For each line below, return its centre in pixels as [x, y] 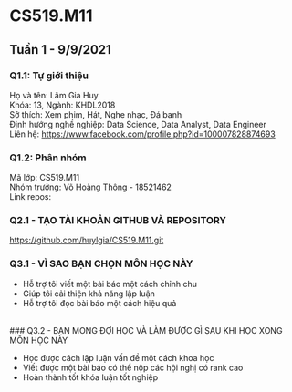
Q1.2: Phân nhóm [48, 158]
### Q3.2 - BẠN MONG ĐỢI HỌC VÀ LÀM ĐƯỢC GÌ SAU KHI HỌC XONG [146, 330]
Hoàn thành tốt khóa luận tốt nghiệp [90, 377]
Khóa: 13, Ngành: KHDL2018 [63, 105]
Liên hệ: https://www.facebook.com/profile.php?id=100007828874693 [142, 134]
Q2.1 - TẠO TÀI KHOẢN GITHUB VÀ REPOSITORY [118, 221]
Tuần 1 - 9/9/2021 [60, 50]
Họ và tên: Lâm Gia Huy [54, 95]
